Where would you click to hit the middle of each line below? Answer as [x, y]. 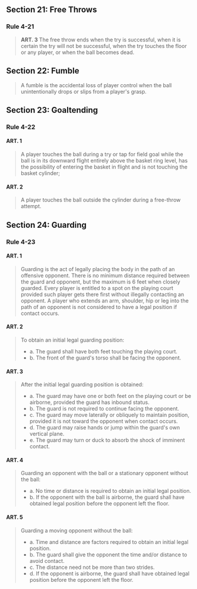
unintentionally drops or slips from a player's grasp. [84, 91]
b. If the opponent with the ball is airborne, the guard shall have [107, 497]
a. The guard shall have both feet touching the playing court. [104, 351]
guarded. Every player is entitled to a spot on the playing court [97, 288]
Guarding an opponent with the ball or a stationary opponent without [104, 473]
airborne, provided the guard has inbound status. [89, 402]
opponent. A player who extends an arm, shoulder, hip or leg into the [104, 300]
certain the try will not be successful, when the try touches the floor [104, 46]
